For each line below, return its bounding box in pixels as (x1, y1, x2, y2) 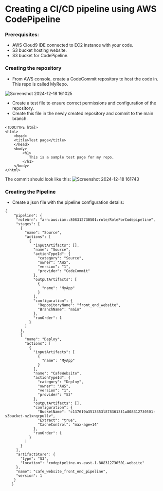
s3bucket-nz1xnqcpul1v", (5, 413, 55, 419)
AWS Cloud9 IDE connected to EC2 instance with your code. (12, 42, 134, 48)
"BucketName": (37, 410, 67, 414)
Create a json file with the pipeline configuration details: (12, 199, 124, 205)
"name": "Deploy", (24, 337, 62, 342)
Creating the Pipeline (5, 188, 56, 195)
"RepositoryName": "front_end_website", (37, 303, 121, 308)
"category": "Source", (37, 256, 84, 261)
